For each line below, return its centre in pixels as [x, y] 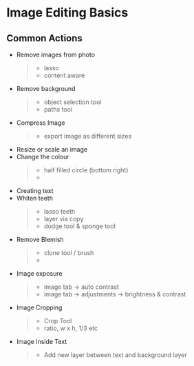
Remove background [46, 89]
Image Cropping [39, 307]
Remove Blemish [40, 240]
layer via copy [64, 219]
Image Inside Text [42, 342]
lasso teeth [60, 211]
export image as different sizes [88, 136]
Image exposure [39, 273]
